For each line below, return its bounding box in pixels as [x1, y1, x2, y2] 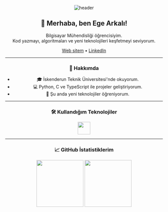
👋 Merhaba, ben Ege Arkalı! [40, 19, 127, 27]
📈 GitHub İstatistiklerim [54, 146, 114, 153]
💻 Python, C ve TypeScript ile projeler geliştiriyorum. [33, 84, 142, 90]
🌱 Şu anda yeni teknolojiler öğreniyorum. [45, 91, 129, 97]
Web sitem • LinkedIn [61, 47, 106, 53]
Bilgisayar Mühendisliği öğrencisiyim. [45, 32, 122, 38]
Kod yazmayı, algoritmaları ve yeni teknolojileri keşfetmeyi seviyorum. [12, 37, 156, 43]
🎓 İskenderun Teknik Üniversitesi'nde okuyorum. [36, 76, 139, 82]
